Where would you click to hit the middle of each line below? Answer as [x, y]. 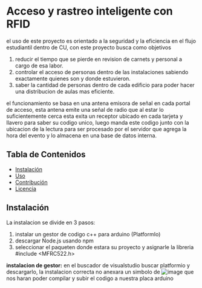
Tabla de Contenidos [46, 155]
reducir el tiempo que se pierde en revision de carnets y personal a [99, 59]
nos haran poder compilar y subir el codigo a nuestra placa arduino [90, 278]
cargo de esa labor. [39, 66]
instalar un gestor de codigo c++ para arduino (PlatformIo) [88, 234]
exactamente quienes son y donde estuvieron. [73, 78]
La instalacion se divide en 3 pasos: [51, 222]
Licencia [25, 188]
